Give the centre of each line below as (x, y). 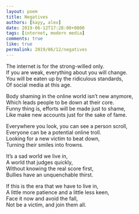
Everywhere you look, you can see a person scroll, (67, 126)
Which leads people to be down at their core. (60, 102)
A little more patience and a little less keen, (58, 192)
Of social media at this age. (39, 85)
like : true (19, 44)
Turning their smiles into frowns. (45, 144)
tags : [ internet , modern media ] (45, 33)
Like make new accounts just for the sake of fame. (67, 115)
